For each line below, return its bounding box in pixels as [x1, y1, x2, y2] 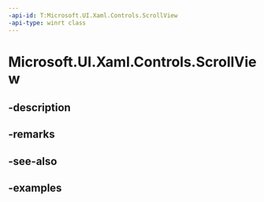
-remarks [8, 128, 55, 141]
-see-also [8, 155, 58, 168]
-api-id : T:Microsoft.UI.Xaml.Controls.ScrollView [8, 11, 178, 20]
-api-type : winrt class [8, 19, 87, 27]
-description [8, 101, 71, 114]
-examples [8, 181, 62, 195]
